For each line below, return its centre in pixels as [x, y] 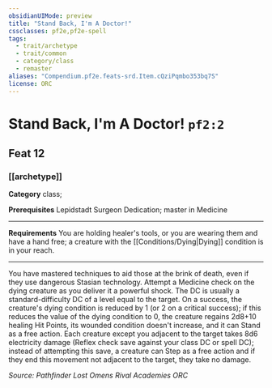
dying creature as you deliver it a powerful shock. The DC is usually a [124, 291]
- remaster [34, 69]
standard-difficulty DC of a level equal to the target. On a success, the [125, 300]
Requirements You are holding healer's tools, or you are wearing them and [133, 233]
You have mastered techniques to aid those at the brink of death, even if [129, 274]
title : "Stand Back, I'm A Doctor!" [70, 23]
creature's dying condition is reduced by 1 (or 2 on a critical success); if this [135, 308]
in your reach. [32, 250]
